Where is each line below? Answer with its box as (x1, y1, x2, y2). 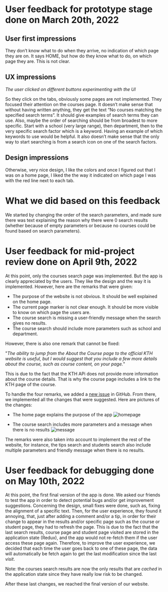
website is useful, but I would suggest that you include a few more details (5, 355, 157, 361)
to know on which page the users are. (12, 309, 91, 315)
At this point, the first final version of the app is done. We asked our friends (5, 492, 160, 498)
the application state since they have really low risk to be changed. (5, 571, 143, 577)
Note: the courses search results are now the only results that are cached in (5, 566, 162, 572)
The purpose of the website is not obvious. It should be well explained (12, 293, 157, 299)
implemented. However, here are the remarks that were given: (5, 283, 133, 289)
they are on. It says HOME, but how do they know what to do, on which (5, 53, 152, 59)
